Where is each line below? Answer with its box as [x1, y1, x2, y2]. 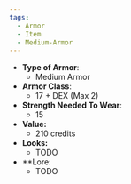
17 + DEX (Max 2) [35, 91, 99, 101]
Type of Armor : [21, 62, 80, 73]
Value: [21, 119, 47, 130]
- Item [17, 29, 42, 38]
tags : [9, 12, 29, 22]
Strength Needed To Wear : [21, 100, 122, 111]
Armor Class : [21, 81, 73, 92]
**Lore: [21, 156, 51, 167]
